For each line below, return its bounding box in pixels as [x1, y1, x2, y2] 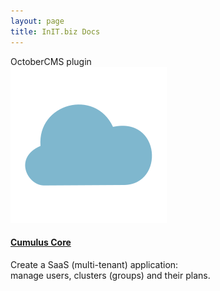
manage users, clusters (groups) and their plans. [10, 269, 211, 281]
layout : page [10, 16, 65, 26]
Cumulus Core [10, 236, 72, 249]
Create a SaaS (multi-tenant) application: [10, 258, 179, 270]
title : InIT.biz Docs [10, 26, 101, 37]
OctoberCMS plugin [10, 55, 92, 67]
